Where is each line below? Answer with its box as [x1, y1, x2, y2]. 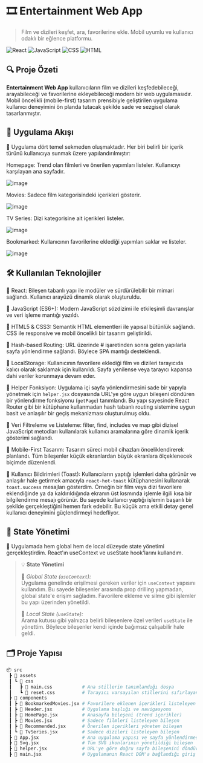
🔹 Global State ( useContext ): [21, 573, 91, 580]
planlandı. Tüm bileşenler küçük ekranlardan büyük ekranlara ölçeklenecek [6, 452, 193, 459]
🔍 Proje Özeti [6, 65, 59, 75]
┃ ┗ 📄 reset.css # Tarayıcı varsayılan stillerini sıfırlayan [8, 689, 199, 695]
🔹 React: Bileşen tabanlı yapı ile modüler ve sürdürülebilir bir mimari [6, 287, 174, 294]
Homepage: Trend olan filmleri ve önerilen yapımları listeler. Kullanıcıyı [6, 161, 181, 169]
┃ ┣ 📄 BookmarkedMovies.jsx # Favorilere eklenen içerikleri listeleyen [8, 701, 196, 707]
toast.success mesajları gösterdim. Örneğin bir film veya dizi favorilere [6, 484, 182, 491]
